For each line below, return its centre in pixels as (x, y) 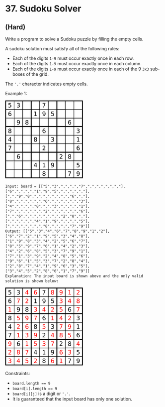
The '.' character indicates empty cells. (46, 84)
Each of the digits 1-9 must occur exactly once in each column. (77, 64)
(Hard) (15, 27)
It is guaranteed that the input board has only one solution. (72, 399)
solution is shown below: (32, 281)
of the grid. (37, 74)
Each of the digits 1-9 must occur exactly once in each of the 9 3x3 (81, 69)
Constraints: (18, 373)
